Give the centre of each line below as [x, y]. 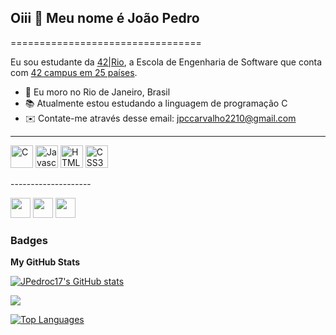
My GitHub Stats [45, 262]
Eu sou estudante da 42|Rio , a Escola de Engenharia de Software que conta [166, 62]
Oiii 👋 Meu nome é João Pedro [105, 18]
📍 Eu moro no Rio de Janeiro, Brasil [97, 92]
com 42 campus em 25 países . [74, 72]
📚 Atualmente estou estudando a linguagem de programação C [156, 103]
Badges [29, 240]
